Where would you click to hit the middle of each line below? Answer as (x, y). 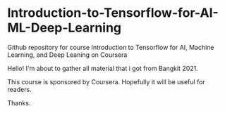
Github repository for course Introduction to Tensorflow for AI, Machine (111, 47)
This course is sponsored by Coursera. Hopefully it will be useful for (107, 81)
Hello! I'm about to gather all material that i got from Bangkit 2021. (103, 68)
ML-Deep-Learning (65, 28)
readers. (19, 89)
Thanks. (19, 102)
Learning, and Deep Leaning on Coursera (67, 55)
